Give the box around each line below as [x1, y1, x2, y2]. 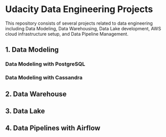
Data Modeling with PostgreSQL [5, 60, 86, 67]
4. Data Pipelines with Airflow [5, 124, 101, 132]
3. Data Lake [5, 107, 46, 115]
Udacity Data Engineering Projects [5, 4, 153, 15]
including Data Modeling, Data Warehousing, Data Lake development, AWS [5, 25, 161, 31]
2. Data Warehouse [5, 90, 67, 98]
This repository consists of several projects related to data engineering [5, 20, 153, 26]
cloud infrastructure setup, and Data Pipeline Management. [5, 31, 129, 37]
